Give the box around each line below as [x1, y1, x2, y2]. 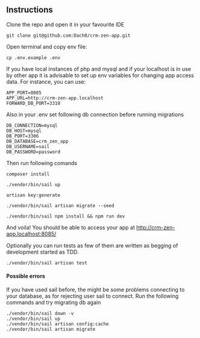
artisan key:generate [6, 192, 61, 198]
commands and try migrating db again [6, 299, 101, 306]
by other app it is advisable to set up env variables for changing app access [6, 72, 195, 79]
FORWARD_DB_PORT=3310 [6, 100, 61, 106]
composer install [6, 171, 50, 177]
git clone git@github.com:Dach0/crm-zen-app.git [6, 33, 131, 39]
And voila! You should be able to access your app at [6, 224, 136, 231]
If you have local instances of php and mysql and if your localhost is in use [6, 65, 192, 72]
